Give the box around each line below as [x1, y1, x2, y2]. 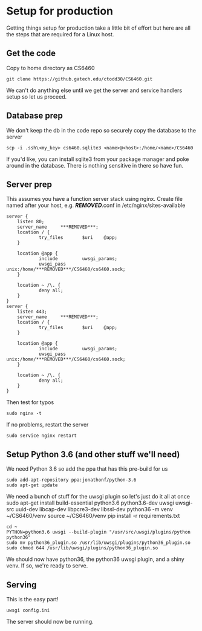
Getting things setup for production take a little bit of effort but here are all [6, 24, 191, 31]
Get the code [6, 48, 56, 59]
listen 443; [17, 309, 47, 315]
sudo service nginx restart [6, 433, 77, 439]
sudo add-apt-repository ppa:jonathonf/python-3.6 [6, 477, 137, 483]
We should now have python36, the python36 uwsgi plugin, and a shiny [6, 555, 184, 563]
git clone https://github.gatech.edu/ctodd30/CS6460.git [6, 76, 153, 82]
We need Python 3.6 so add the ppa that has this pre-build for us [6, 465, 168, 472]
